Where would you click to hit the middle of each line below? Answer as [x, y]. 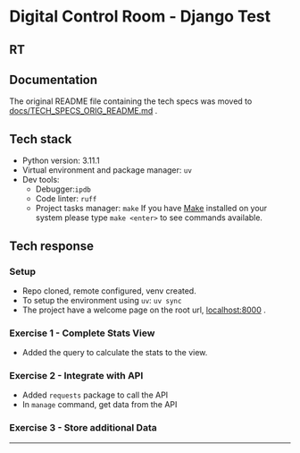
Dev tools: [41, 180]
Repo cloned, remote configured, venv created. [109, 291]
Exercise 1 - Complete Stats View [82, 333]
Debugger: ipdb [63, 189]
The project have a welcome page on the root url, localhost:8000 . [144, 310]
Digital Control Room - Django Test [140, 17]
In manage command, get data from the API [100, 405]
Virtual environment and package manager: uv [107, 170]
